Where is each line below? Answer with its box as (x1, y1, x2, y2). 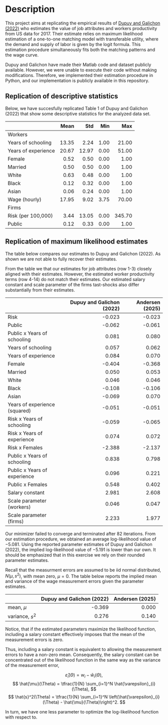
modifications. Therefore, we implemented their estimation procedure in (5, 72, 153, 78)
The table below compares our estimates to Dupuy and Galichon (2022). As (5, 250, 161, 256)
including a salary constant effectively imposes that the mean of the (5, 631, 145, 637)
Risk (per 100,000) (7, 212, 53, 219)
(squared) (7, 407, 31, 414)
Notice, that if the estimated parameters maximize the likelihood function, (5, 626, 156, 632)
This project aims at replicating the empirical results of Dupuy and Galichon (5, 20, 160, 26)
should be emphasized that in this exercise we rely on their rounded (5, 551, 145, 558)
